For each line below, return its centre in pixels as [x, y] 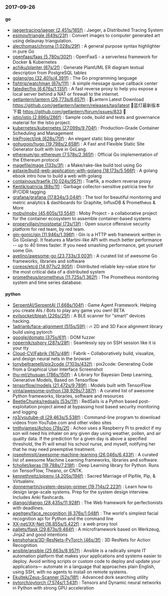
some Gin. [23, 251]
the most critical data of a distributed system [59, 272]
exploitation [25, 407]
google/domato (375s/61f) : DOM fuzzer [54, 338]
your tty [21, 348]
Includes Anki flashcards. [39, 497]
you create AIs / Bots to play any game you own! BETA [68, 311]
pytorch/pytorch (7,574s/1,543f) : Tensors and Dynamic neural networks [87, 582]
